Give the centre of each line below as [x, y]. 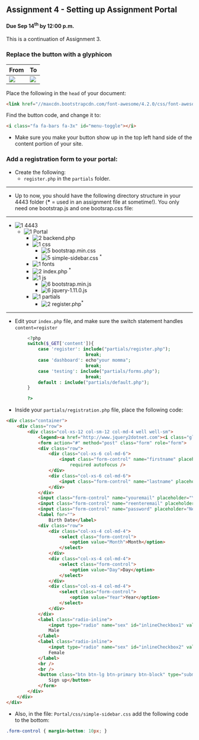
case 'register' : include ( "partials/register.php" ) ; [104, 349]
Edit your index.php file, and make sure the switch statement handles [99, 321]
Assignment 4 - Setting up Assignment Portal [92, 10]
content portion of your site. [49, 144]
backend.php [59, 238]
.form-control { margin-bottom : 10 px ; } [57, 731]
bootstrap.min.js [72, 284]
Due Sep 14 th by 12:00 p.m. [40, 25]
